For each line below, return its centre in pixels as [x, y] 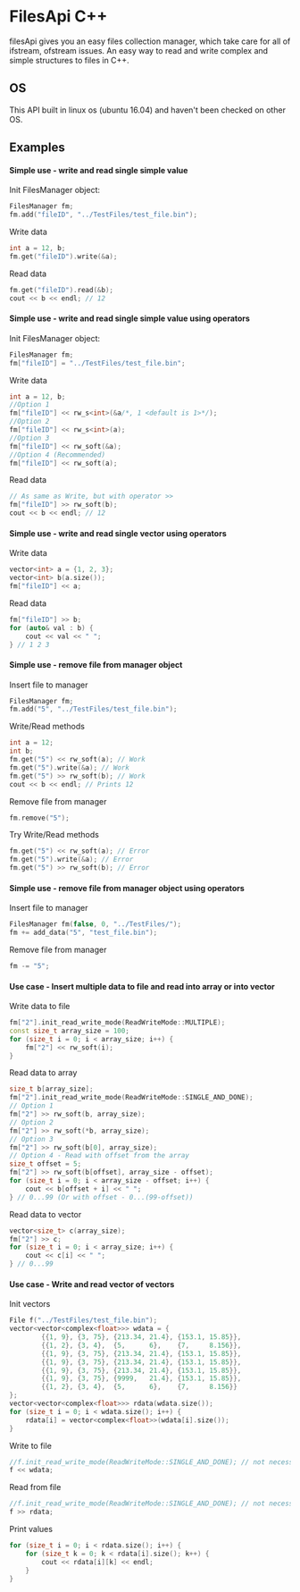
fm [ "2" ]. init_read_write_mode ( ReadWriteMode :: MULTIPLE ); [117, 1023]
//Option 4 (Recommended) [57, 455]
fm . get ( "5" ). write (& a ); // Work [69, 767]
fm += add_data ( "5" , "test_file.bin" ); [83, 933]
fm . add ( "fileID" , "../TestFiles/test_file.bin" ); [104, 215]
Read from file [35, 1487]
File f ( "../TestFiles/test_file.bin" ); [83, 1320]
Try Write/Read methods [54, 835]
